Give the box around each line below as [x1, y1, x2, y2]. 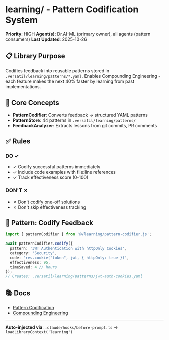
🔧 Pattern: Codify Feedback [5, 218, 93, 227]
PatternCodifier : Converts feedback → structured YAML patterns [12, 112, 148, 118]
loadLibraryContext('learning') [5, 330, 73, 335]
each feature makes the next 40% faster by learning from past [5, 78, 135, 84]
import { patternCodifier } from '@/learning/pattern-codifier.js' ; [5, 232, 152, 237]
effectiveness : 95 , [10, 260, 51, 265]
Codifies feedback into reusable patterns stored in [5, 67, 110, 74]
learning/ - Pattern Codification [5, 4, 139, 15]
